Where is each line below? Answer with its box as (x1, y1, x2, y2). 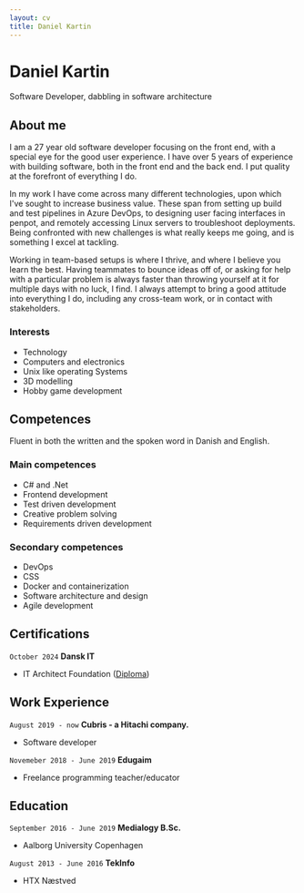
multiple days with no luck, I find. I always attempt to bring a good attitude (9, 283, 287, 294)
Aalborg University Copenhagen (22, 840, 144, 851)
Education (9, 798, 69, 814)
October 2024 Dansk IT (9, 651, 96, 662)
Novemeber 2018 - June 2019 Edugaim (9, 754, 152, 765)
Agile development (22, 600, 94, 611)
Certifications (9, 626, 90, 642)
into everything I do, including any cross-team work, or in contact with (9, 293, 273, 304)
